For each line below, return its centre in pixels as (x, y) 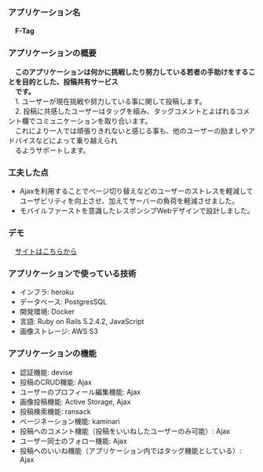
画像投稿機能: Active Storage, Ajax (75, 401)
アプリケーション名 (44, 12)
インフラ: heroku (47, 292)
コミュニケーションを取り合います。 (93, 121)
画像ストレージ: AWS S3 (58, 332)
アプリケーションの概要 (52, 53)
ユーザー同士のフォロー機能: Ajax (73, 441)
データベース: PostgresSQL (63, 302)
